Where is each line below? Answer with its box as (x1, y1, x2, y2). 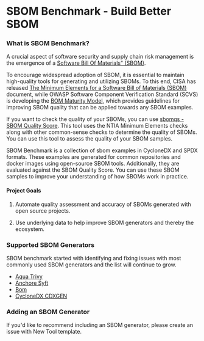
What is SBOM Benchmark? (6, 39, 90, 48)
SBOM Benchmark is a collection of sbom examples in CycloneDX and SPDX (6, 147, 198, 154)
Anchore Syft (15, 279, 49, 287)
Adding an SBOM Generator (6, 307, 90, 316)
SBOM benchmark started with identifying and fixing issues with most (6, 254, 181, 262)
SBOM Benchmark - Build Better (6, 4, 172, 18)
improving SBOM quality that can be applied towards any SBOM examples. (6, 104, 194, 111)
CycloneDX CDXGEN (15, 292, 68, 299)
